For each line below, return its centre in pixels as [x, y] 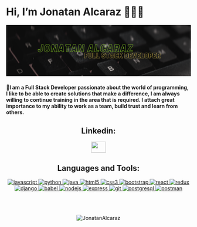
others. [15, 112]
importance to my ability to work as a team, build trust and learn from [92, 106]
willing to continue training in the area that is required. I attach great [90, 100]
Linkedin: [98, 131]
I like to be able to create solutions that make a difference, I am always [93, 94]
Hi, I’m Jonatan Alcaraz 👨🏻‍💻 [75, 12]
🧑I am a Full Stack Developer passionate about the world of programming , [97, 88]
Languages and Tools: [98, 168]
